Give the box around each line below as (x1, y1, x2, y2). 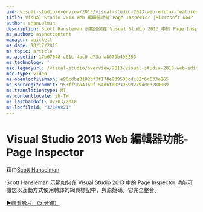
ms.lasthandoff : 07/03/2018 (6, 98, 77, 104)
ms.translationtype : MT (6, 88, 66, 94)
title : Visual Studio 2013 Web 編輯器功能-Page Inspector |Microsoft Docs (6, 14, 195, 21)
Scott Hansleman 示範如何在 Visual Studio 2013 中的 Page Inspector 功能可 (6, 179, 193, 186)
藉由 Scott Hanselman (6, 166, 60, 173)
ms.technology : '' (6, 59, 53, 65)
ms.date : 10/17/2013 (6, 43, 59, 49)
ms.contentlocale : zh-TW (6, 93, 69, 99)
